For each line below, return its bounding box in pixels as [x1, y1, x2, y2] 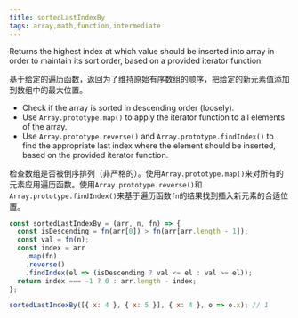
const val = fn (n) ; [17, 235, 90, 244]
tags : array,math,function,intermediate [9, 21, 162, 30]
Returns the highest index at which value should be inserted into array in [9, 45, 275, 56]
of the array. [21, 121, 68, 131]
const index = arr [17, 243, 86, 253]
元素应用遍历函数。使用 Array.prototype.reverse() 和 [9, 179, 203, 189]
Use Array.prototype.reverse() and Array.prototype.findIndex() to [21, 131, 274, 141]
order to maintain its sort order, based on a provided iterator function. [9, 55, 264, 66]
